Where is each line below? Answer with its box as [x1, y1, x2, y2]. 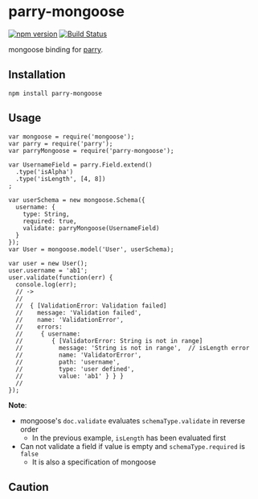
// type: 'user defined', [15, 365, 135, 373]
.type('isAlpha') [15, 167, 74, 175]
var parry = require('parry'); [8, 139, 113, 147]
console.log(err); [15, 280, 78, 288]
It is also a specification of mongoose [31, 457, 157, 467]
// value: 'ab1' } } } [15, 372, 125, 380]
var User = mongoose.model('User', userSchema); [8, 245, 174, 254]
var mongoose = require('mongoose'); [8, 132, 135, 141]
